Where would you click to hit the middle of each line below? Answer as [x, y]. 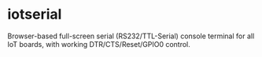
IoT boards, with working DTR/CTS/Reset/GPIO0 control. [99, 44]
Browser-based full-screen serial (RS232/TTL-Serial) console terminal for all [131, 36]
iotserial [35, 14]
